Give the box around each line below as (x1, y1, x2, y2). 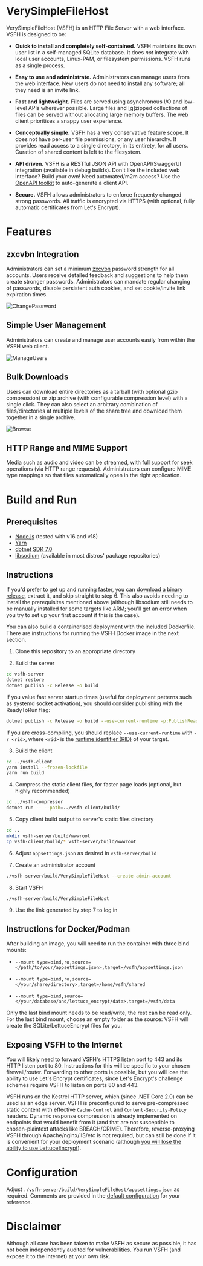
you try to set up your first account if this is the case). (6, 612, 140, 619)
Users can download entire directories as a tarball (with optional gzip (6, 388, 178, 395)
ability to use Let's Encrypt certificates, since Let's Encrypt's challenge (6, 1075, 183, 1082)
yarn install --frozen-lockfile (6, 764, 88, 771)
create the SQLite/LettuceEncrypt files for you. (6, 1022, 123, 1029)
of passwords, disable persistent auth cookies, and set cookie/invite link (6, 284, 186, 292)
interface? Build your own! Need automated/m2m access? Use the (14, 172, 181, 180)
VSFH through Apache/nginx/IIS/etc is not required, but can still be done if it (6, 1132, 196, 1139)
